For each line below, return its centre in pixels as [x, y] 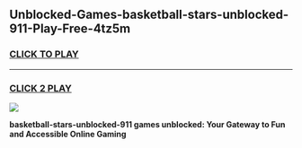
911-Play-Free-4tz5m [70, 29]
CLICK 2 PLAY [40, 88]
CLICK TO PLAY [44, 55]
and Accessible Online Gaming [68, 134]
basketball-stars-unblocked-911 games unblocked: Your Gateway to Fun [147, 124]
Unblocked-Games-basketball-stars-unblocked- [149, 15]
